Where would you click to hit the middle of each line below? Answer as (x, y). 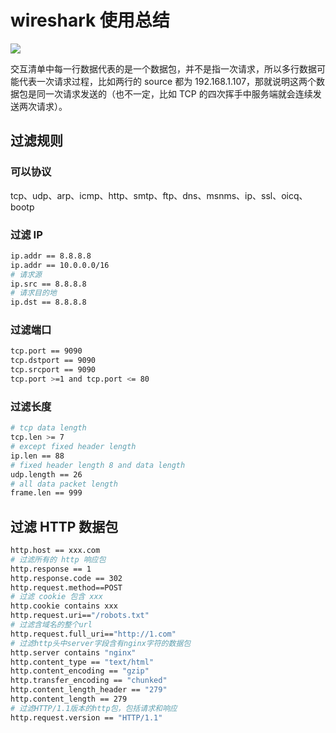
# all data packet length (64, 484)
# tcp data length (48, 428)
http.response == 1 (51, 569)
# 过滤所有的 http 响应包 (58, 559)
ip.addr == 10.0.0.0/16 (60, 265)
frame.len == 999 (46, 493)
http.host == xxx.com (55, 551)
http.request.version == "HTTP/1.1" (86, 717)
